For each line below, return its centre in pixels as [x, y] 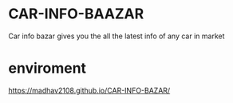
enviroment [47, 68]
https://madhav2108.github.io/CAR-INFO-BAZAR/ [89, 90]
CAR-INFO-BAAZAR [76, 14]
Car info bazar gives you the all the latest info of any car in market [116, 36]
